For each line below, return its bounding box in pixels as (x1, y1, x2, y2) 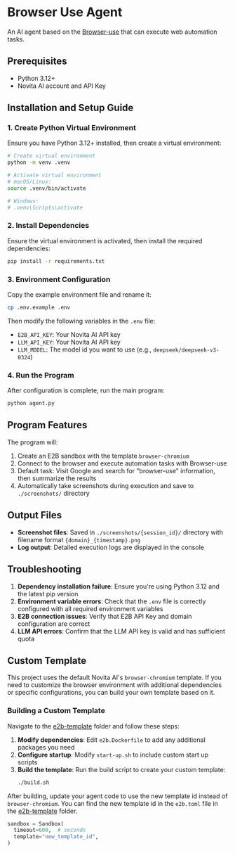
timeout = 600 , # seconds (13, 827, 86, 834)
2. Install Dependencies (7, 221, 90, 231)
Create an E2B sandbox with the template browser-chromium (17, 451, 189, 460)
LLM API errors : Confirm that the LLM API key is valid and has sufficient (17, 627, 226, 635)
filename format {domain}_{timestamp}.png (17, 535, 141, 544)
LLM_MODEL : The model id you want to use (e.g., (17, 345, 152, 354)
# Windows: (7, 198, 39, 205)
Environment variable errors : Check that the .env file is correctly (17, 597, 206, 605)
